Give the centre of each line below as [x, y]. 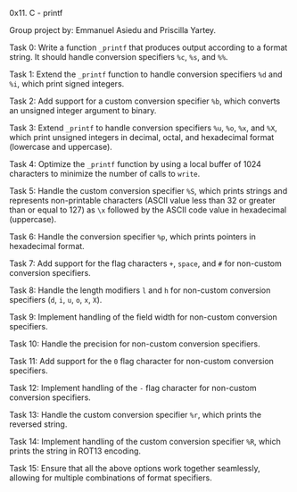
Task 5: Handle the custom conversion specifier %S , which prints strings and [148, 191]
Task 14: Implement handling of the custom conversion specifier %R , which [145, 442]
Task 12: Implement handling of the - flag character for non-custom [133, 388]
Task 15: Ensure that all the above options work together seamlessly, [135, 468]
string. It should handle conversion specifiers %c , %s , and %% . [119, 57]
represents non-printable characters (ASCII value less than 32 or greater [143, 200]
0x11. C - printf [36, 13]
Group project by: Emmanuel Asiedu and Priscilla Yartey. [113, 30]
